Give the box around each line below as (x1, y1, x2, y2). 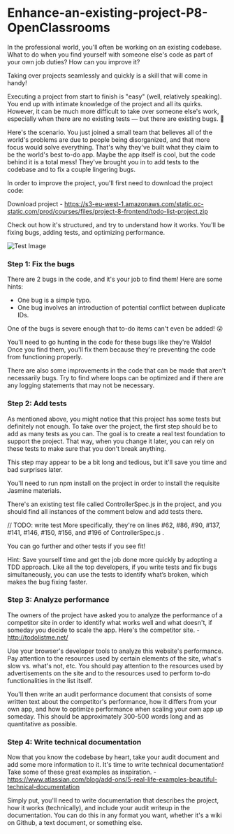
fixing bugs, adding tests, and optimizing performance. (7, 228, 166, 236)
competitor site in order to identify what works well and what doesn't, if (7, 618, 212, 626)
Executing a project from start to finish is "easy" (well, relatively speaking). (7, 92, 222, 101)
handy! (7, 78, 27, 87)
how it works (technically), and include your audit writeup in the (7, 804, 191, 812)
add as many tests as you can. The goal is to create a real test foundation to (7, 429, 226, 438)
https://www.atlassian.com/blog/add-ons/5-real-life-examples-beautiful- (7, 775, 218, 784)
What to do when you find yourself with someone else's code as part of (7, 50, 213, 59)
